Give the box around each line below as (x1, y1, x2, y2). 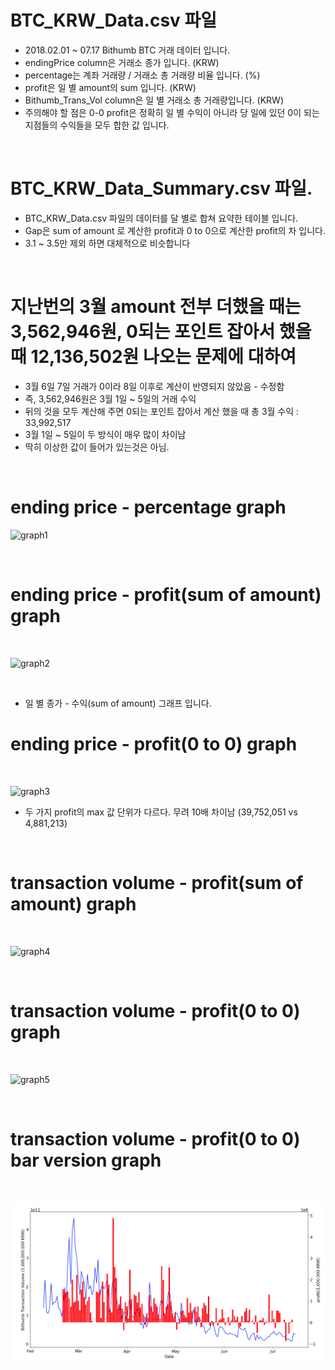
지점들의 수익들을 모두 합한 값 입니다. (24, 119, 170, 131)
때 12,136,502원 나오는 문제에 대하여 (10, 346, 297, 368)
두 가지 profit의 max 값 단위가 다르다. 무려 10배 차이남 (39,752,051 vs (24, 806, 298, 818)
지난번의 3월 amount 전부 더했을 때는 (10, 296, 302, 318)
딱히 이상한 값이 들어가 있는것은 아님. (24, 441, 170, 453)
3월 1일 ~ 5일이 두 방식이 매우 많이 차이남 (24, 428, 187, 440)
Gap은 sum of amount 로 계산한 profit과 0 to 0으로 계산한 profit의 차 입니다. (24, 224, 326, 236)
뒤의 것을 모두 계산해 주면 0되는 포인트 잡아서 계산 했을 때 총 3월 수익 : (24, 405, 300, 417)
